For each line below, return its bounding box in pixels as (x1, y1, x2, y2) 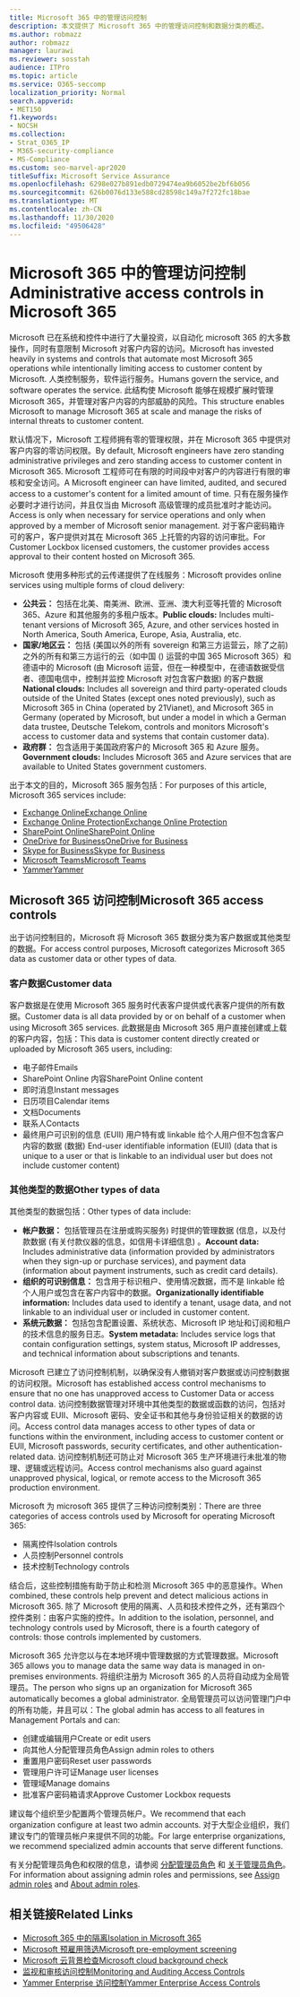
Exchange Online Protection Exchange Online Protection (21, 817, 227, 827)
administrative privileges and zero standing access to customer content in (9, 455, 282, 466)
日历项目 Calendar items (21, 1095, 110, 1106)
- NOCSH (9, 122, 39, 131)
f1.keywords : (9, 113, 58, 122)
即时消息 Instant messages (21, 1084, 119, 1094)
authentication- (226, 1440, 283, 1451)
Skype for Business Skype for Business (21, 845, 166, 856)
